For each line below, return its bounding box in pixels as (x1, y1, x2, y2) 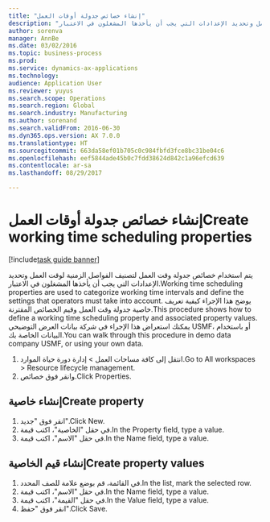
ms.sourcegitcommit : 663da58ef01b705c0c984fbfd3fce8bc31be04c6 (8, 147, 225, 155)
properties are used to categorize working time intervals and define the (8, 287, 244, 296)
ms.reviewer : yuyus (8, 86, 74, 95)
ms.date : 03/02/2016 (8, 42, 78, 50)
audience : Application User (8, 79, 103, 87)
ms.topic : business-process (8, 49, 103, 57)
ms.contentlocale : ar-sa (8, 162, 92, 170)
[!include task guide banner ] (8, 255, 100, 264)
